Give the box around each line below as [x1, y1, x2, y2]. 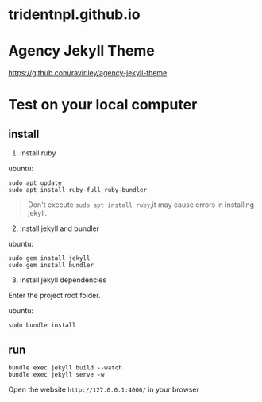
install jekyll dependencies [19, 275, 107, 285]
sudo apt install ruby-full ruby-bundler [8, 186, 148, 194]
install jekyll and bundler [19, 224, 100, 233]
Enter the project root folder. [8, 291, 101, 301]
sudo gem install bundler [8, 262, 94, 270]
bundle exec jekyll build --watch [8, 363, 123, 372]
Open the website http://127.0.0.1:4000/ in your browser [8, 385, 200, 394]
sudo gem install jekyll [8, 255, 91, 262]
